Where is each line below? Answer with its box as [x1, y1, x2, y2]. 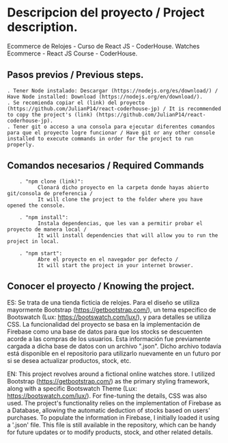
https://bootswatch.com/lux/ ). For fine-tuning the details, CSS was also [7, 392, 208, 400]
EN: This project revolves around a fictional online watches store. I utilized [7, 370, 215, 378]
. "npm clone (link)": [19, 178, 84, 185]
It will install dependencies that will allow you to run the [37, 231, 218, 239]
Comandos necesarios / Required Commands [7, 160, 204, 172]
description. [7, 19, 79, 35]
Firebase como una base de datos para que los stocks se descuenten [7, 327, 203, 336]
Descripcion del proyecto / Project [7, 5, 205, 21]
